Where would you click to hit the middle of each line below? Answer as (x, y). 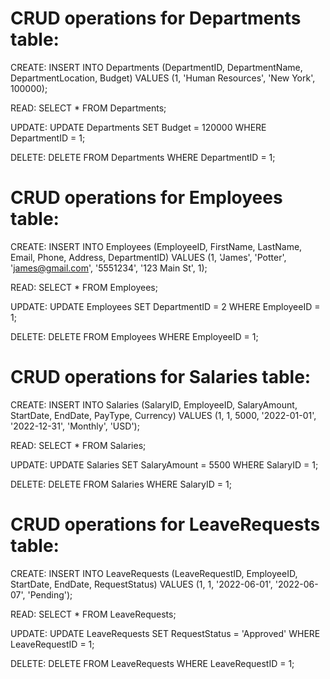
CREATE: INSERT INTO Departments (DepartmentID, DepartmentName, (156, 67)
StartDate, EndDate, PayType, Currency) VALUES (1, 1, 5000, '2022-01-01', (163, 415)
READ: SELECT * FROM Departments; (88, 108)
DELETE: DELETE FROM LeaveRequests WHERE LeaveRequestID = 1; (152, 663)
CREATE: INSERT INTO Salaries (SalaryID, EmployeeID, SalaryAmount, (154, 404)
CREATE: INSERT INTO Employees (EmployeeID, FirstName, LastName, (156, 246)
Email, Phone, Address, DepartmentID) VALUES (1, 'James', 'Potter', (148, 257)
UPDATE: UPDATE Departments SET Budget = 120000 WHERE (138, 127)
